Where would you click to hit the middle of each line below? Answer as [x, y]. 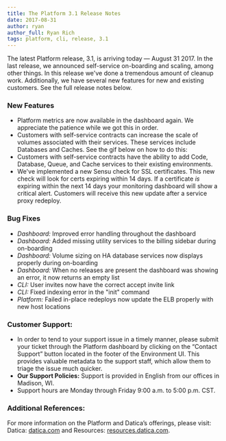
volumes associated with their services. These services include [106, 142]
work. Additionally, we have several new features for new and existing [105, 80]
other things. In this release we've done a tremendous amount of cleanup [110, 73]
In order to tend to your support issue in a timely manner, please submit [118, 339]
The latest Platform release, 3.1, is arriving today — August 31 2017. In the [110, 58]
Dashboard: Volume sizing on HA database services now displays [110, 256]
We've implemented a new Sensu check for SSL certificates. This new [116, 172]
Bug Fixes [24, 218]
